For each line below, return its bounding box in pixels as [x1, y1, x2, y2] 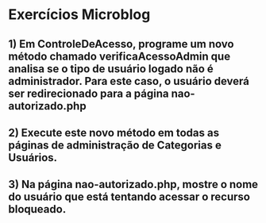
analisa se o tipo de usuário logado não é [8, 62, 214, 75]
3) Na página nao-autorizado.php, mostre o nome [8, 178, 259, 191]
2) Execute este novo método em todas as [8, 125, 220, 140]
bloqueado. [8, 202, 67, 216]
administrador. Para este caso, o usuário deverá [8, 74, 250, 88]
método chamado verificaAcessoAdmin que [8, 49, 231, 63]
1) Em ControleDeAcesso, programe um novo [8, 37, 234, 51]
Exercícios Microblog [8, 6, 151, 24]
